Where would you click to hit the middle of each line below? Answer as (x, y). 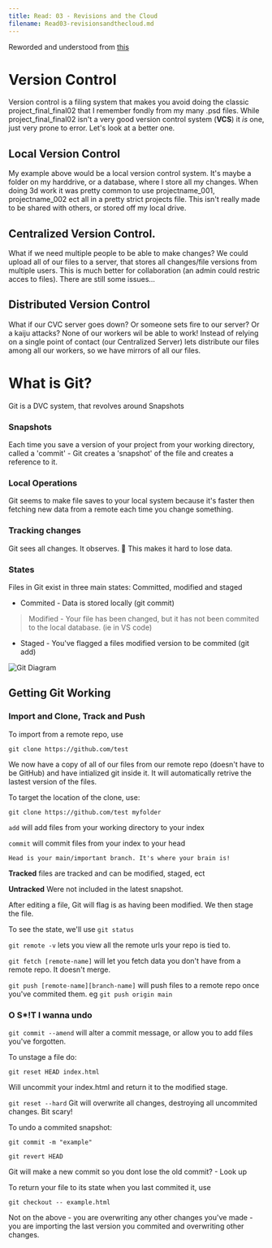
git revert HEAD (36, 1156)
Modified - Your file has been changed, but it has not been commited (144, 619)
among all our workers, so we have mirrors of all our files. (105, 350)
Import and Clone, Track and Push (77, 716)
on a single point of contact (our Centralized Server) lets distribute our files (134, 341)
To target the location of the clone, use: (74, 797)
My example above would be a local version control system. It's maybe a (130, 174)
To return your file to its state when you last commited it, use (110, 1187)
